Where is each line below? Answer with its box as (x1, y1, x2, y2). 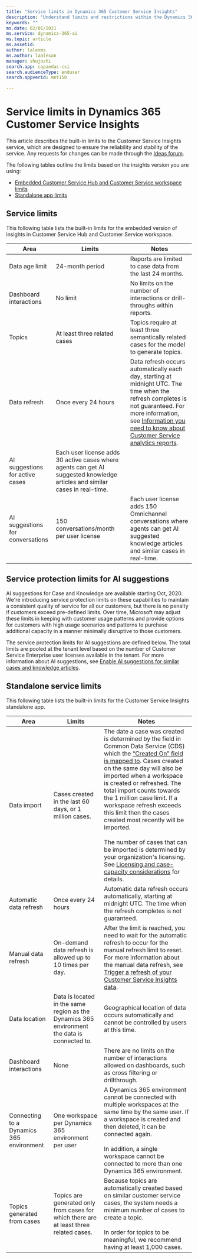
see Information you (130, 416, 186, 424)
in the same (53, 1000, 86, 1008)
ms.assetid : (6, 42, 35, 48)
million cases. (53, 812, 91, 820)
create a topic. (104, 1213, 144, 1221)
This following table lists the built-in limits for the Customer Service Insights (6, 697, 190, 704)
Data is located (53, 992, 95, 1001)
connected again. (104, 1130, 152, 1138)
